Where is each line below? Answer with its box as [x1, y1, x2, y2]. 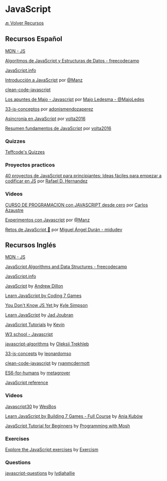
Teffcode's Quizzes [5, 149, 45, 155]
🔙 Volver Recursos [5, 20, 44, 26]
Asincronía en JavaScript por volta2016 [5, 116, 86, 122]
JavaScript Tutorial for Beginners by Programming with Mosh [5, 423, 130, 429]
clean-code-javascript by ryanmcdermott [5, 360, 90, 366]
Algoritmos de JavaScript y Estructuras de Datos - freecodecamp [5, 57, 139, 63]
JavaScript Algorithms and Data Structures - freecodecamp [5, 264, 127, 270]
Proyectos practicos [5, 161, 55, 168]
